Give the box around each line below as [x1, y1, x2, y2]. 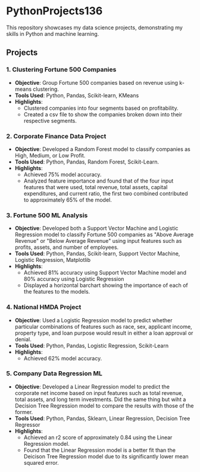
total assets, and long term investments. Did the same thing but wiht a [14, 396, 186, 403]
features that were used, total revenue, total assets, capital [23, 183, 168, 190]
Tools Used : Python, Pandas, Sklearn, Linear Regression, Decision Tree [14, 415, 190, 422]
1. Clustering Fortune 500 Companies [6, 66, 117, 74]
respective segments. [23, 117, 77, 124]
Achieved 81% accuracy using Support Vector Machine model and [23, 269, 186, 276]
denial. [14, 335, 32, 343]
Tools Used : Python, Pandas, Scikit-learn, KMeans [14, 91, 139, 99]
